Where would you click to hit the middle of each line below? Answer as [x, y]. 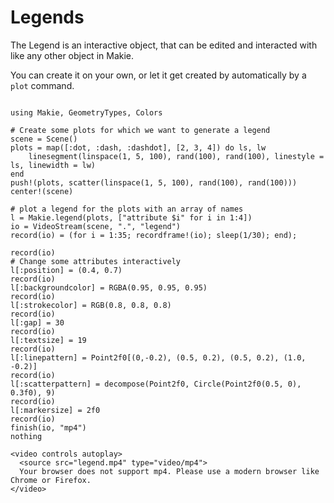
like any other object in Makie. [72, 55]
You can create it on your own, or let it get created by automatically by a [158, 75]
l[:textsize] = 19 [48, 340]
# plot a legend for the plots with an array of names [127, 209]
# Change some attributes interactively [96, 261]
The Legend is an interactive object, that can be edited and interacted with [164, 45]
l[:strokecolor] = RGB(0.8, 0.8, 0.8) [91, 305]
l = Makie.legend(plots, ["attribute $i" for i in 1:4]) [131, 217]
